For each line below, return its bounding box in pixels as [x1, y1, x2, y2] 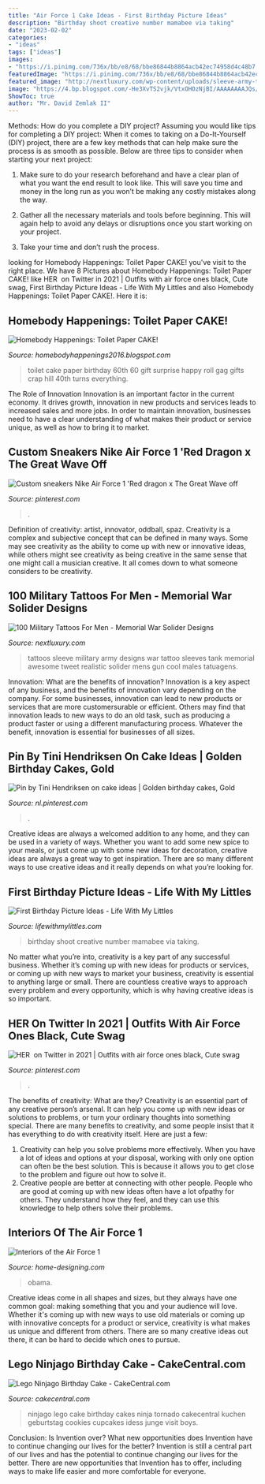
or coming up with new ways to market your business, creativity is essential [8, 969, 254, 979]
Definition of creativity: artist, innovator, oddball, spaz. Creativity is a [8, 524, 231, 534]
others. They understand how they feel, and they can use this [19, 1195, 219, 1204]
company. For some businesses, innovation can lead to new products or [8, 693, 242, 703]
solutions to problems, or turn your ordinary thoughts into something [8, 1113, 231, 1122]
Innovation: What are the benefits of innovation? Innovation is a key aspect [8, 677, 251, 686]
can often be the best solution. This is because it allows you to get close [19, 1161, 255, 1171]
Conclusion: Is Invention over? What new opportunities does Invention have [8, 1433, 253, 1442]
